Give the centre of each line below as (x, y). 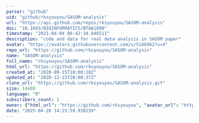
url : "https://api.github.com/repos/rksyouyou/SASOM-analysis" (86, 22)
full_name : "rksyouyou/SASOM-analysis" (55, 61)
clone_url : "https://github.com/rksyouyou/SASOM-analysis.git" (86, 83)
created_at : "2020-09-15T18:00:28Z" (51, 72)
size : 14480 (21, 89)
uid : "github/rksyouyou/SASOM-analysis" (57, 17)
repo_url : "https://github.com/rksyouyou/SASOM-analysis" (79, 50)
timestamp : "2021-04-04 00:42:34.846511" (58, 34)
